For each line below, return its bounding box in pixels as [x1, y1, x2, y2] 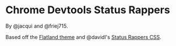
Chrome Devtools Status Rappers [5, 3, 170, 17]
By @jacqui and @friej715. [5, 22, 68, 29]
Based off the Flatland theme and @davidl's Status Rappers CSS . [5, 33, 161, 40]
